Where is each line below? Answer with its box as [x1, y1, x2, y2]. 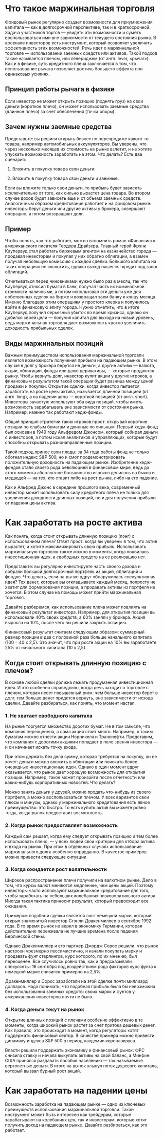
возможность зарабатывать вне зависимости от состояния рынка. [5, 404, 145, 410]
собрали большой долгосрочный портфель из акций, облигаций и [5, 569, 142, 574]
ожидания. [5, 903, 28, 909]
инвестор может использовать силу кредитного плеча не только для [5, 489, 149, 496]
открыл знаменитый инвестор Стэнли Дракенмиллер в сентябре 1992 [5, 918, 152, 924]
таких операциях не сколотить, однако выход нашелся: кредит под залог [5, 264, 158, 270]
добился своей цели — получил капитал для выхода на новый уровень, [5, 315, 155, 320]
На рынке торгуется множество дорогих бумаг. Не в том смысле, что [5, 723, 151, 729]
